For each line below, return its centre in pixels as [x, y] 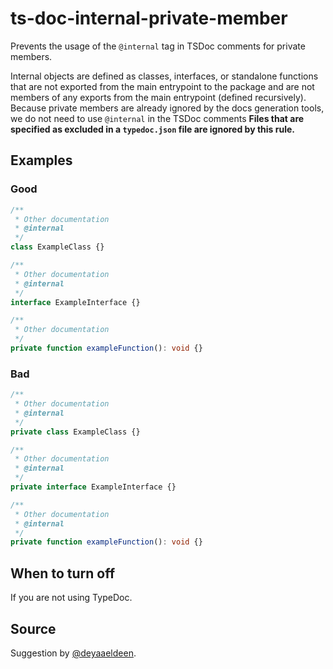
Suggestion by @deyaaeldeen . [73, 653]
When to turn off [62, 573]
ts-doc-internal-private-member [149, 18]
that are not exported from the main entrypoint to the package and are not [162, 86]
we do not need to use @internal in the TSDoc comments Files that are [157, 118]
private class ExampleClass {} [75, 432]
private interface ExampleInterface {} [93, 487]
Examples [41, 160]
